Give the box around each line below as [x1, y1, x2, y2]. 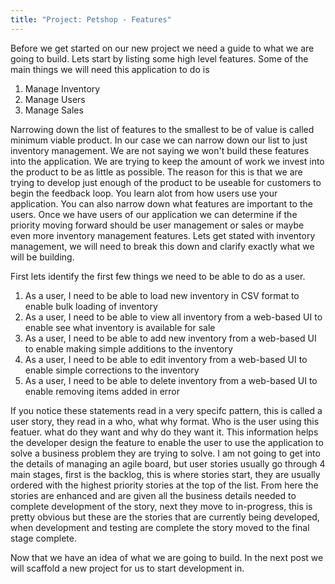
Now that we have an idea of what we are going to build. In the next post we [10, 551, 324, 563]
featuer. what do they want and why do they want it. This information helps [10, 426, 319, 438]
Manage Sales [24, 104, 84, 116]
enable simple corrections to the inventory [24, 364, 200, 376]
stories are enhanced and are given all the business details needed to [10, 489, 297, 501]
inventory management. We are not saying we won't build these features [10, 144, 310, 156]
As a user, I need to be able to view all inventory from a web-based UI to [24, 311, 323, 323]
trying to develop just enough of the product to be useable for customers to [10, 176, 322, 188]
